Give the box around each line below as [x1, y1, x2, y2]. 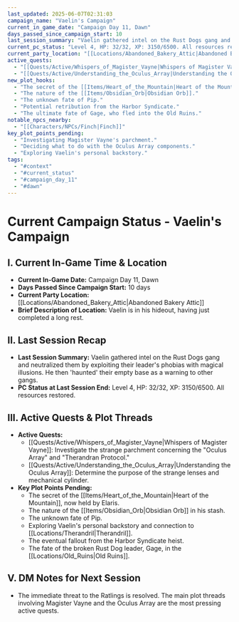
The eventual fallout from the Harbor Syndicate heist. [28, 537, 184, 545]
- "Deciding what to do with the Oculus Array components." [14, 143, 196, 150]
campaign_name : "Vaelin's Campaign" [7, 17, 116, 24]
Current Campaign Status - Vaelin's [7, 213, 222, 229]
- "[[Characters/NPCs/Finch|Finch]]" [14, 123, 126, 130]
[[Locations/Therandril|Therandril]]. [28, 529, 133, 537]
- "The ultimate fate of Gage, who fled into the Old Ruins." [14, 110, 202, 117]
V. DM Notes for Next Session [7, 572, 141, 584]
